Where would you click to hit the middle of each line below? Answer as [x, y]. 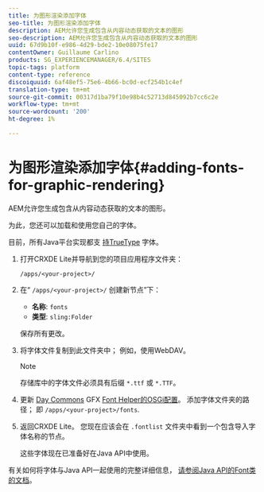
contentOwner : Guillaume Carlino [64, 52]
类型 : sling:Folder [62, 316]
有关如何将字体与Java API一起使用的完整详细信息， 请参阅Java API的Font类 [132, 470]
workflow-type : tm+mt [44, 104]
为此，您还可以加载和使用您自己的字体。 [74, 225]
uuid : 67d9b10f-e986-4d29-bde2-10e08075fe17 [83, 45]
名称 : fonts [50, 306]
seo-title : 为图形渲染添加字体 [54, 23]
